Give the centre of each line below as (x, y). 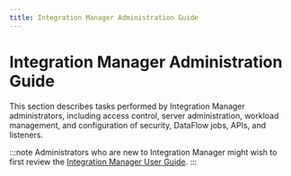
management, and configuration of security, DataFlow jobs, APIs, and (138, 125)
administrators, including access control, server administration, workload (144, 115)
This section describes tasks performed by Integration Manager (127, 106)
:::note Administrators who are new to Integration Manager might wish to (143, 152)
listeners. (26, 135)
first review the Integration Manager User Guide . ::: (103, 162)
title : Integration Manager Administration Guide (104, 18)
